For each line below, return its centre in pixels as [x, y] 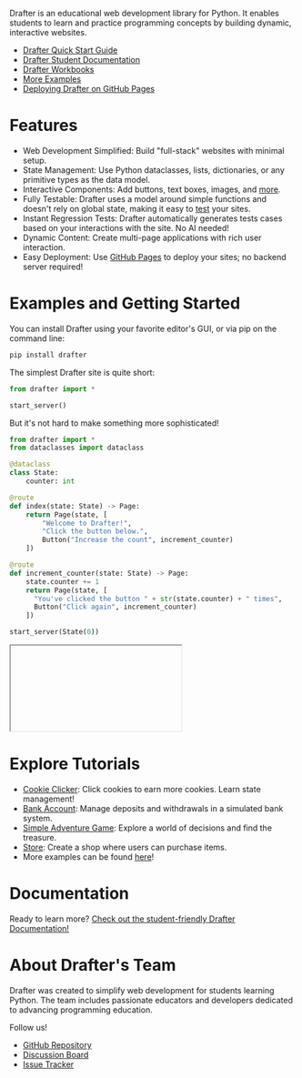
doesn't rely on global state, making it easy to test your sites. [136, 208]
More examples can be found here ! [88, 856]
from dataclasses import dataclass [77, 448]
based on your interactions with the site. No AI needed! [126, 227]
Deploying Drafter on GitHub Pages [89, 89]
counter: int [50, 481]
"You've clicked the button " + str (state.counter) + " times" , [158, 599]
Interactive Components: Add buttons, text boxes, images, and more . [151, 189]
